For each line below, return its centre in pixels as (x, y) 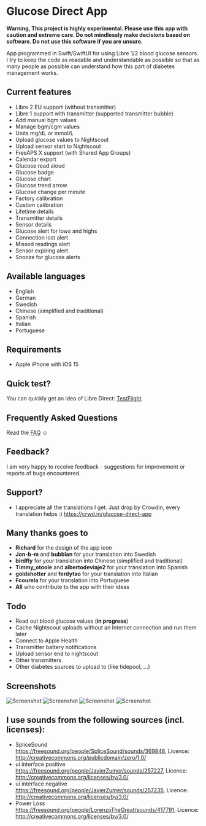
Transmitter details (39, 218)
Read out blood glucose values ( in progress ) (72, 621)
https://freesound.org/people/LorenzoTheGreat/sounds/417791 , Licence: (107, 809)
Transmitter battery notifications (56, 647)
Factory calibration (39, 198)
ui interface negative (41, 784)
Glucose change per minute (50, 192)
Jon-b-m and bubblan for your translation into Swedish (86, 555)
